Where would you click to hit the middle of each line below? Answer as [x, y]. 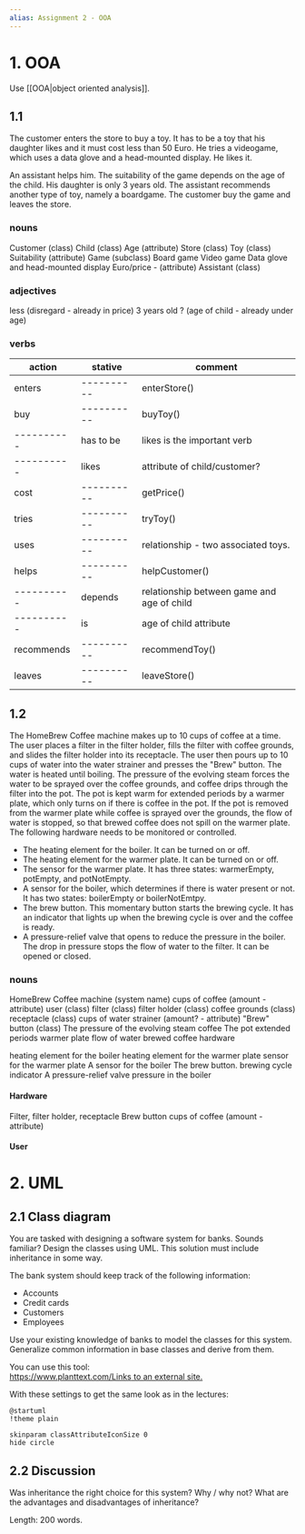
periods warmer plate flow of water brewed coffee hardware [123, 1038]
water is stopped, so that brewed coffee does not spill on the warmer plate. [150, 823]
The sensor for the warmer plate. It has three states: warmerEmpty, [148, 869]
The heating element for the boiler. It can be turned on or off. [136, 850]
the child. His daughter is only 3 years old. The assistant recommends [140, 185]
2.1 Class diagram [60, 1216]
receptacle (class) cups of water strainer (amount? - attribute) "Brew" [139, 1018]
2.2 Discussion [53, 1471]
